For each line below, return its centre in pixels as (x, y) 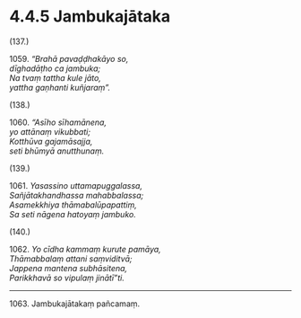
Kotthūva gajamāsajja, (51, 141)
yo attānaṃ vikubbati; (50, 131)
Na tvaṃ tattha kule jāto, (55, 77)
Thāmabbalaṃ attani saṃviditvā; (71, 259)
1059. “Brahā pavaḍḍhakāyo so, (69, 58)
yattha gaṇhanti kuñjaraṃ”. (60, 87)
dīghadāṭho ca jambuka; (55, 68)
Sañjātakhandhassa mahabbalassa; (77, 195)
